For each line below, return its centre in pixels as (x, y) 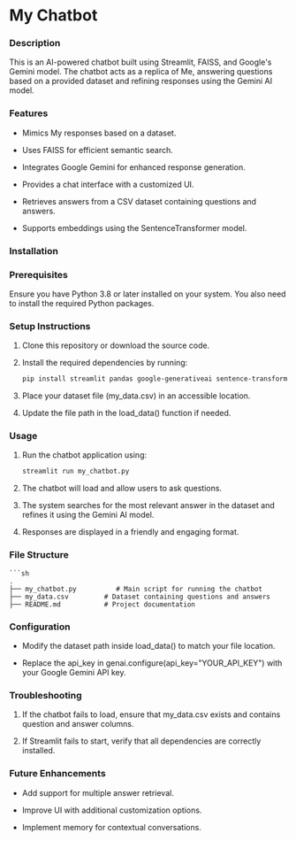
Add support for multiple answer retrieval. (98, 792)
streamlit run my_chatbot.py (76, 471)
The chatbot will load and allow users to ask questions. (122, 489)
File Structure (39, 555)
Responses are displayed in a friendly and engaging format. (130, 532)
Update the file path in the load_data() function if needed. (126, 413)
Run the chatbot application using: (84, 455)
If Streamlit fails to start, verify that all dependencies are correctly (141, 741)
